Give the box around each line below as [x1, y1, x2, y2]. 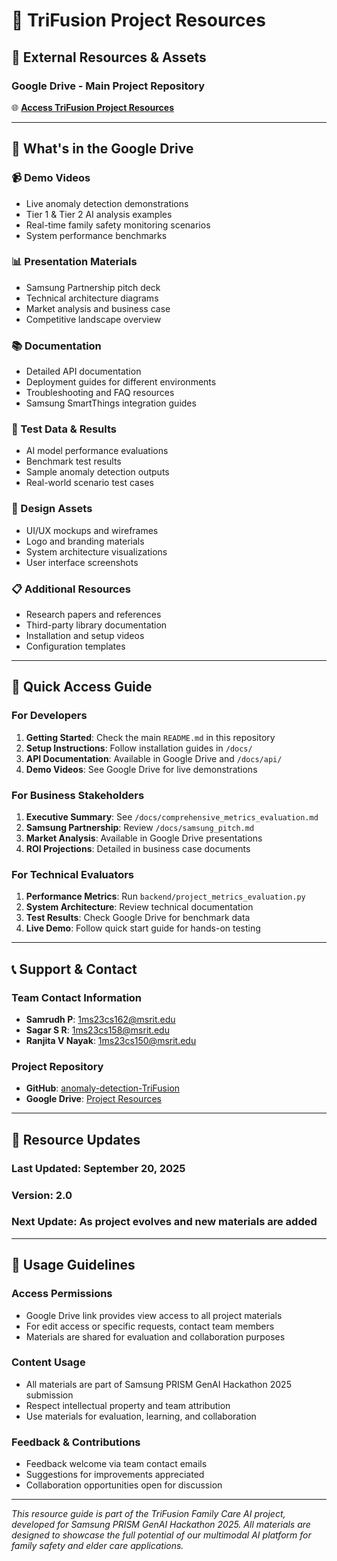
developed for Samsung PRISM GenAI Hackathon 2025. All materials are [11, 1519, 311, 1531]
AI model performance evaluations [25, 445, 169, 457]
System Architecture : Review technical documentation [25, 901, 254, 913]
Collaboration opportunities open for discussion [25, 1479, 223, 1491]
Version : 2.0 [11, 1188, 73, 1202]
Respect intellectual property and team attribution [25, 1399, 231, 1411]
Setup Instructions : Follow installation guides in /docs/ [25, 742, 253, 754]
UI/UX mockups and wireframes [25, 524, 159, 536]
